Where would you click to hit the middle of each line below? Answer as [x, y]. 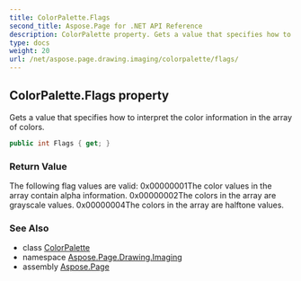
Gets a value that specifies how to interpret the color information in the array [151, 117]
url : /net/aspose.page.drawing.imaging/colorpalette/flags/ [124, 59]
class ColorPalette [56, 248]
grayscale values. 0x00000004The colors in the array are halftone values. [147, 205]
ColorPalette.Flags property [89, 96]
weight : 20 [30, 51]
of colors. [27, 127]
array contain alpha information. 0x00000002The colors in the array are [143, 195]
